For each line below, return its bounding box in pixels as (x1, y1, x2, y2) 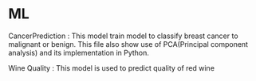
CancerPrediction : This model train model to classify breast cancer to (8, 31, 238, 40)
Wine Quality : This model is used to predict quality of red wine (8, 63, 215, 72)
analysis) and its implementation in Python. (8, 48, 150, 57)
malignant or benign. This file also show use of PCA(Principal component (8, 39, 249, 48)
